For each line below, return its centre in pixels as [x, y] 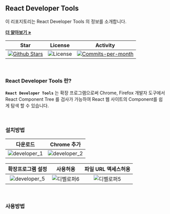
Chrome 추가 [65, 144]
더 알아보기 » [18, 32]
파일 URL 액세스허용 [107, 169]
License [60, 45]
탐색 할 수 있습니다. [30, 106]
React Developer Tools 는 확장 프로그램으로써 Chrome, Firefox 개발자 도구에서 [85, 93]
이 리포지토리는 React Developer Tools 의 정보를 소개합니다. [66, 21]
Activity [105, 45]
